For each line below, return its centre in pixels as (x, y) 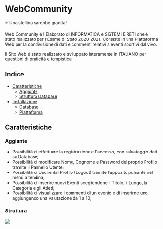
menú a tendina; (28, 178)
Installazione (25, 101)
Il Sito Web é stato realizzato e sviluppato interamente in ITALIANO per (76, 54)
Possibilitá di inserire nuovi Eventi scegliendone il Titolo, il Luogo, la (80, 183)
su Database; (25, 157)
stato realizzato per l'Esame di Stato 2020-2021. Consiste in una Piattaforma (81, 39)
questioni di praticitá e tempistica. (39, 59)
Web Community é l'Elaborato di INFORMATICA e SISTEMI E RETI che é (77, 34)
